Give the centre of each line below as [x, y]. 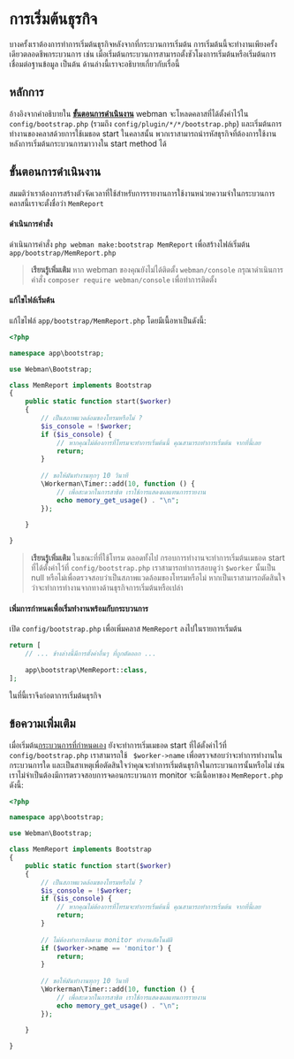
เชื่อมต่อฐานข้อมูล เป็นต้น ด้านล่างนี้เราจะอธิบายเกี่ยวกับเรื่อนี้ [94, 64]
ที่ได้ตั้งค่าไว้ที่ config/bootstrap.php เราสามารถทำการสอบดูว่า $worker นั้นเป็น [153, 568]
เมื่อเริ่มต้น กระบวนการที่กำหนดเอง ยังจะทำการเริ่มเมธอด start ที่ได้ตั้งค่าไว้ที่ [118, 745]
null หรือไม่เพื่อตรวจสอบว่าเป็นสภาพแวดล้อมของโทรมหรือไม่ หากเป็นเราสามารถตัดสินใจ [158, 578]
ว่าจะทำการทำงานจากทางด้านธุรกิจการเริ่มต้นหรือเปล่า [107, 587]
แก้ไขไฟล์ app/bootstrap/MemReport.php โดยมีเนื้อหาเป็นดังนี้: [108, 320]
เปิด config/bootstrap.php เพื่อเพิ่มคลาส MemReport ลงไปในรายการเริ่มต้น [126, 629]
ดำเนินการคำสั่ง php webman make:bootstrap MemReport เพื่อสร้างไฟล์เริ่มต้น [130, 244]
